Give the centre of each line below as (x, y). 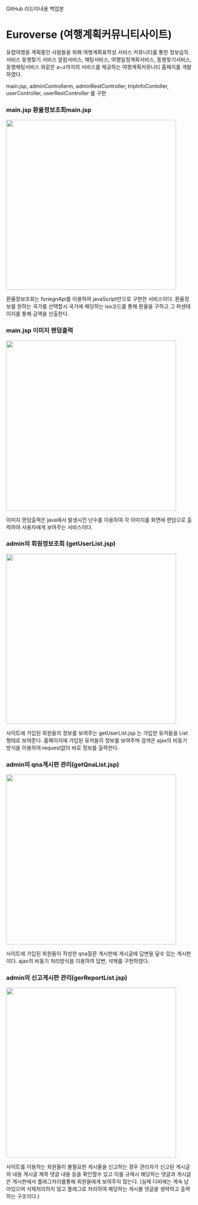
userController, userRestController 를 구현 (56, 93)
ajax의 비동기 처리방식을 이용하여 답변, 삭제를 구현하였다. (84, 961)
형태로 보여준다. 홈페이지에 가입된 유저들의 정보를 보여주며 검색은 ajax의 (89, 740)
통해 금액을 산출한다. (45, 314)
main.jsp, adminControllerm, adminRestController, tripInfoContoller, (88, 86)
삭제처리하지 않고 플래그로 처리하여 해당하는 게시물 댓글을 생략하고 (103, 1189)
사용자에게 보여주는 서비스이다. (57, 527)
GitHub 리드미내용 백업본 (35, 9)
